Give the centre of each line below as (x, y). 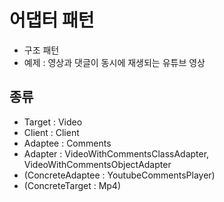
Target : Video (53, 122)
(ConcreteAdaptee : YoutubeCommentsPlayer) (119, 175)
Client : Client (51, 132)
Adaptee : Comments (67, 143)
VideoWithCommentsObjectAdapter (97, 164)
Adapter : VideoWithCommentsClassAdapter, (116, 153)
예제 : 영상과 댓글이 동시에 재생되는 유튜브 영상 (114, 62)
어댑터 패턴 (52, 20)
